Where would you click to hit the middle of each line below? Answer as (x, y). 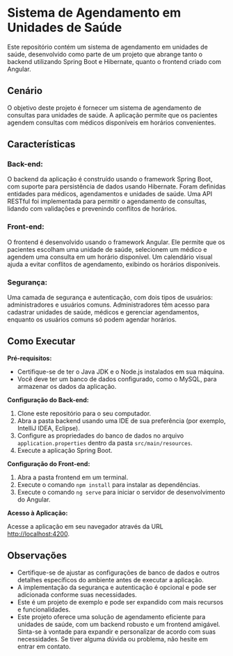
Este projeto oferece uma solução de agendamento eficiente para (111, 616)
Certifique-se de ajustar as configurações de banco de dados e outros (119, 573)
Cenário (25, 91)
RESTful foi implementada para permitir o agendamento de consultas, (107, 201)
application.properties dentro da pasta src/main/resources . (105, 442)
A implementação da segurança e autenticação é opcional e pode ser (117, 587)
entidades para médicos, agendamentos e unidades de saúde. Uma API (110, 194)
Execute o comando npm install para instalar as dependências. (109, 484)
